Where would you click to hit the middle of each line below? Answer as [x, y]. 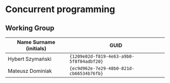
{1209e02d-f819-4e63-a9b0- [102, 56]
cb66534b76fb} [87, 74]
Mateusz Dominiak [30, 71]
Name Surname [36, 42]
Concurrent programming [60, 9]
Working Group [30, 28]
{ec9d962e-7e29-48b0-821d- [102, 69]
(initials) [36, 48]
